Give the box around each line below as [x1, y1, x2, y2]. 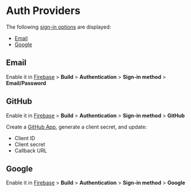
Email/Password [6, 79, 47, 86]
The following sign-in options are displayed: [6, 23, 112, 30]
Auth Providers [6, 4, 81, 18]
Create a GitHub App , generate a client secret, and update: [6, 123, 147, 130]
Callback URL [14, 147, 48, 154]
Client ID [14, 134, 36, 141]
